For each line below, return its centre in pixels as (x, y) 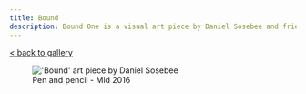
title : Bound (34, 18)
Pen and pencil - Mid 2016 (82, 79)
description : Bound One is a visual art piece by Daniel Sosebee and (144, 26)
